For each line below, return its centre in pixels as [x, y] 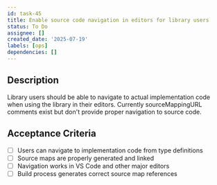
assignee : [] [26, 33]
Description [33, 80]
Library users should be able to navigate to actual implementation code [108, 97]
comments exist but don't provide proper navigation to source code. [105, 112]
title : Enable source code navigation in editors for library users [108, 20]
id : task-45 [24, 14]
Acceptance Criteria [52, 133]
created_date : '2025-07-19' [48, 39]
